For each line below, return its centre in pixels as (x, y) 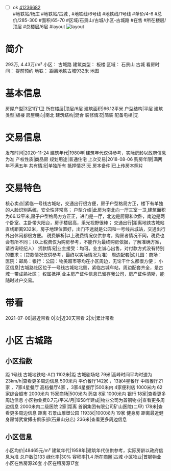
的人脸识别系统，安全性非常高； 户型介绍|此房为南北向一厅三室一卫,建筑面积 (86, 210)
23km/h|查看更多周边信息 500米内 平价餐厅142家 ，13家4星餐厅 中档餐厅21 (84, 381)
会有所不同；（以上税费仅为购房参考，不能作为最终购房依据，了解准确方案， (85, 242)
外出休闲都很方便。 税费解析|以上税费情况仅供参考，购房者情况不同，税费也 (85, 235)
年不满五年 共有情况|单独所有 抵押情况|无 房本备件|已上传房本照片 (74, 166)
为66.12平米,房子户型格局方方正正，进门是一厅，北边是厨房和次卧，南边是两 (85, 216)
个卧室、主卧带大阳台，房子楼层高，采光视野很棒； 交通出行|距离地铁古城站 (85, 222)
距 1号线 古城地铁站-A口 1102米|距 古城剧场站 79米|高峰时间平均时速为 (79, 374)
